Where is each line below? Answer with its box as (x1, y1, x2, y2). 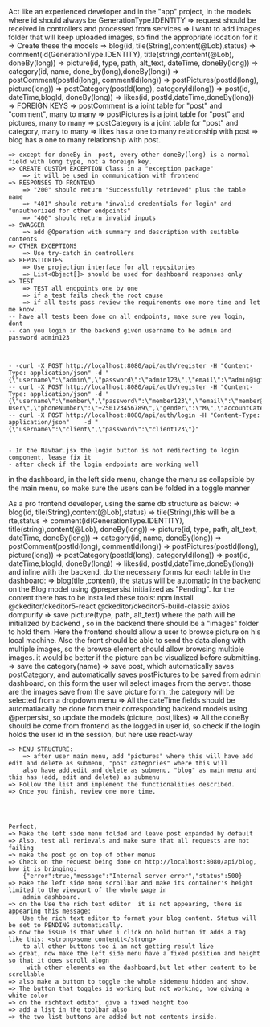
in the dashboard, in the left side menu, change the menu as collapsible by (8, 475, 255, 484)
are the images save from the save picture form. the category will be (8, 687, 235, 696)
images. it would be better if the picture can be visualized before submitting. (8, 653, 261, 662)
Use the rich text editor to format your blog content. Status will (22, 914, 257, 922)
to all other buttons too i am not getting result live (22, 942, 215, 951)
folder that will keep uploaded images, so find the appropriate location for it (8, 32, 258, 42)
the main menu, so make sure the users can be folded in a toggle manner (8, 483, 251, 493)
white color (8, 992, 48, 1000)
